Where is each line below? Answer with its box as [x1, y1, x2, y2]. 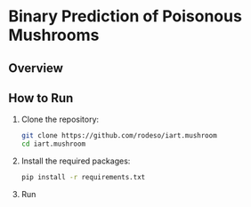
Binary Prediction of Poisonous [8, 6, 242, 27]
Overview [8, 60, 64, 76]
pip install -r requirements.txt [20, 173, 146, 182]
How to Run [8, 91, 74, 106]
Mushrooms [8, 25, 100, 45]
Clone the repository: [20, 114, 100, 125]
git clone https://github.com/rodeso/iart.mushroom [20, 131, 217, 140]
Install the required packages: [20, 155, 131, 166]
